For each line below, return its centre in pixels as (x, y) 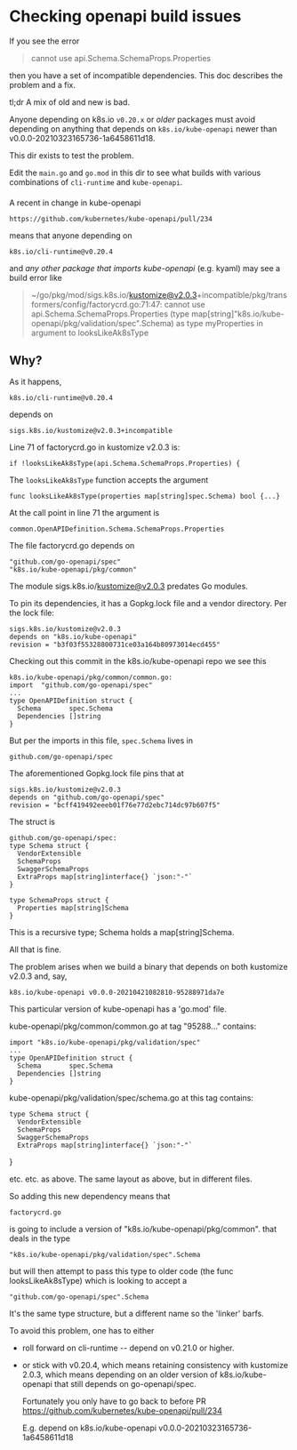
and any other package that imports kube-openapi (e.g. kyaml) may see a (145, 268)
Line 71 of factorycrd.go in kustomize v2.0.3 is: (95, 447)
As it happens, (36, 382)
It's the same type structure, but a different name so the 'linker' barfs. (136, 1314)
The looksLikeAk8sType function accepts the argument (109, 480)
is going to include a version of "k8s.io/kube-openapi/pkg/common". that (143, 1230)
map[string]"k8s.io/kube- (237, 314)
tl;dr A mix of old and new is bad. (70, 102)
